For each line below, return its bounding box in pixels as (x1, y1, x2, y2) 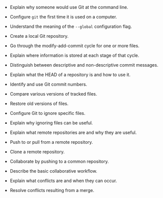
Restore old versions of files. (9, 100, 69, 106)
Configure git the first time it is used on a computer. (9, 14, 117, 19)
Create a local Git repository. (9, 33, 69, 39)
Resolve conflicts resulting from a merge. (9, 188, 94, 193)
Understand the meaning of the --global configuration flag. (9, 23, 132, 29)
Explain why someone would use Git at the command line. (9, 4, 128, 10)
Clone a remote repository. (9, 149, 65, 155)
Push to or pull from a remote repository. (9, 139, 93, 145)
